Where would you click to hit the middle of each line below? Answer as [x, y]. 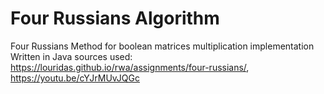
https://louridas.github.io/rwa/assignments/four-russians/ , [130, 67]
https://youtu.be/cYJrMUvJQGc [75, 78]
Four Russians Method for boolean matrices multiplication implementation [162, 46]
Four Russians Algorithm [115, 18]
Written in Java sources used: [71, 56]
